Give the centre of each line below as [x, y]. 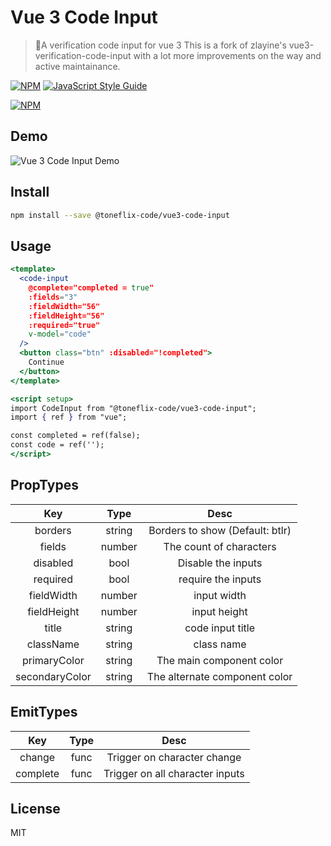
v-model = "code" [60, 334]
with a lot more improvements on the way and [227, 55]
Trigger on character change [174, 757]
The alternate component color [219, 676]
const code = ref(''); [57, 445]
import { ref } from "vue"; [69, 417]
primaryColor [53, 660]
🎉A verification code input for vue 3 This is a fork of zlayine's [160, 45]
